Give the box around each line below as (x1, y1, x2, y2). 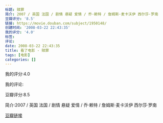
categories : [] (5, 57, 36, 62)
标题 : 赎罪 (5, 7, 24, 12)
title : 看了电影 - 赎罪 (5, 48, 49, 53)
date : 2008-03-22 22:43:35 (5, 43, 60, 48)
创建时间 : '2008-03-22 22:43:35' (5, 25, 70, 30)
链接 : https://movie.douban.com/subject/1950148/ (5, 20, 107, 26)
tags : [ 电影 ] (5, 52, 30, 58)
